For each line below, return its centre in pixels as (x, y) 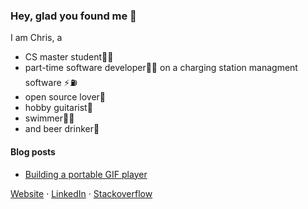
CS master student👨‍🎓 (69, 57)
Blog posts (33, 151)
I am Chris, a (36, 38)
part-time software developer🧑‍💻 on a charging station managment (161, 68)
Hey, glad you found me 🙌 (73, 16)
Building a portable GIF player (86, 174)
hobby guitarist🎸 (58, 108)
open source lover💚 (65, 97)
